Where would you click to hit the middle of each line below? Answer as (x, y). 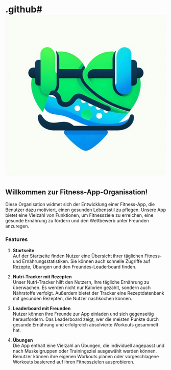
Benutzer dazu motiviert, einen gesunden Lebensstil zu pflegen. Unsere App (86, 210)
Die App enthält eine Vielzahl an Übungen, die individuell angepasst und (89, 346)
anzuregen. (17, 226)
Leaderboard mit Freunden (42, 309)
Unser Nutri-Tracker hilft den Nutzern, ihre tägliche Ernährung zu (81, 282)
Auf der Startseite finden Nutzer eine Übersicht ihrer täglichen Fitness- (87, 256)
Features (17, 239)
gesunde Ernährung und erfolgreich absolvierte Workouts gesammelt (86, 325)
